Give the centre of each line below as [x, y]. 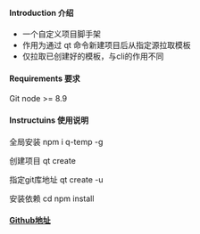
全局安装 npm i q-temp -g [56, 141]
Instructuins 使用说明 [49, 120]
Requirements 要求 [45, 78]
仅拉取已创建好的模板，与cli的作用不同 [93, 56]
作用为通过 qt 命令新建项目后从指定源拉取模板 [106, 45]
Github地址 [30, 221]
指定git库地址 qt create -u [57, 179]
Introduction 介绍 [42, 12]
